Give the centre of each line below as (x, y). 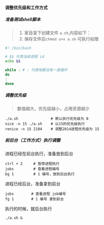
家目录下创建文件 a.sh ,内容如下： (58, 33)
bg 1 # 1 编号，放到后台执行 (40, 174)
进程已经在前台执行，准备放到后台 (39, 153)
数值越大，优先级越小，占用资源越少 (53, 108)
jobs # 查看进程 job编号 (36, 194)
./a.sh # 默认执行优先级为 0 (47, 119)
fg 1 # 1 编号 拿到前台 (35, 199)
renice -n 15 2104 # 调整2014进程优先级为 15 (52, 129)
